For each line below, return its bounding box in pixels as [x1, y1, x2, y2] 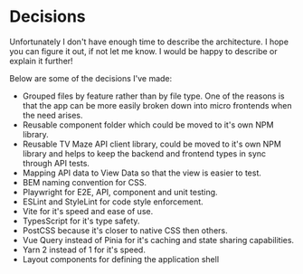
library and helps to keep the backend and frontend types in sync [22, 147, 267, 159]
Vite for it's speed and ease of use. [22, 205, 154, 216]
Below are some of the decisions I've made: [9, 72, 173, 83]
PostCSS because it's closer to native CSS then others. [22, 224, 228, 236]
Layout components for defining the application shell [22, 253, 220, 264]
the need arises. [22, 109, 83, 120]
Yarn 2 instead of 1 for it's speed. [22, 244, 147, 255]
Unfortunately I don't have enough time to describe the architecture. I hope [9, 36, 289, 47]
